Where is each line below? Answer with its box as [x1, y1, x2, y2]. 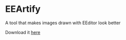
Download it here [5, 29, 40, 35]
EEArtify [5, 3, 41, 15]
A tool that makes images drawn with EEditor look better [5, 20, 121, 26]
